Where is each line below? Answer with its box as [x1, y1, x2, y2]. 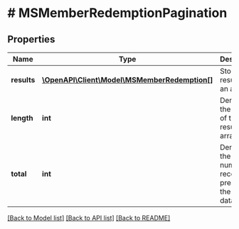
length [11, 113, 33, 123]
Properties [7, 33, 55, 45]
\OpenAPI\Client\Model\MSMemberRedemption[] [41, 75, 213, 84]
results [11, 75, 36, 84]
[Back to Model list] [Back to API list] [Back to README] [7, 214, 171, 222]
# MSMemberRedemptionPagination [7, 5, 228, 21]
